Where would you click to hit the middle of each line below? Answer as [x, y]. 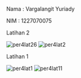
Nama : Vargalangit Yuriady [40, 9]
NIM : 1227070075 [29, 21]
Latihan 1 [17, 57]
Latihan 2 [18, 33]
